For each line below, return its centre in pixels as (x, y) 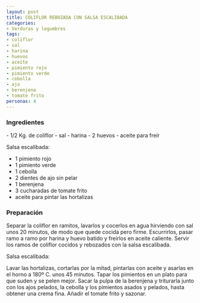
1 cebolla (26, 171)
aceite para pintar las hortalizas (54, 197)
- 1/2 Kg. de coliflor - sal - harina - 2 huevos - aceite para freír (83, 135)
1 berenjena (29, 184)
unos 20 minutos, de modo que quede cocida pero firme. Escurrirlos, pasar (100, 232)
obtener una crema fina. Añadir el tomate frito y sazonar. (76, 294)
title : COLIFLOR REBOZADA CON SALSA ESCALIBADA (67, 17)
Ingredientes (25, 122)
